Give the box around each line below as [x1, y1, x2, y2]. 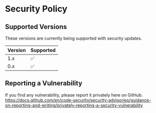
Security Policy [5, 3, 68, 14]
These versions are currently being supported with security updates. [5, 35, 142, 41]
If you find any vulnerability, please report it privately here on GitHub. [5, 92, 143, 98]
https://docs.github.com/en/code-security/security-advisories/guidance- [5, 97, 151, 103]
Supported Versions [5, 23, 67, 31]
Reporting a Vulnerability [5, 79, 82, 87]
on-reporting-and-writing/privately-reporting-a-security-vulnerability [5, 102, 143, 108]
